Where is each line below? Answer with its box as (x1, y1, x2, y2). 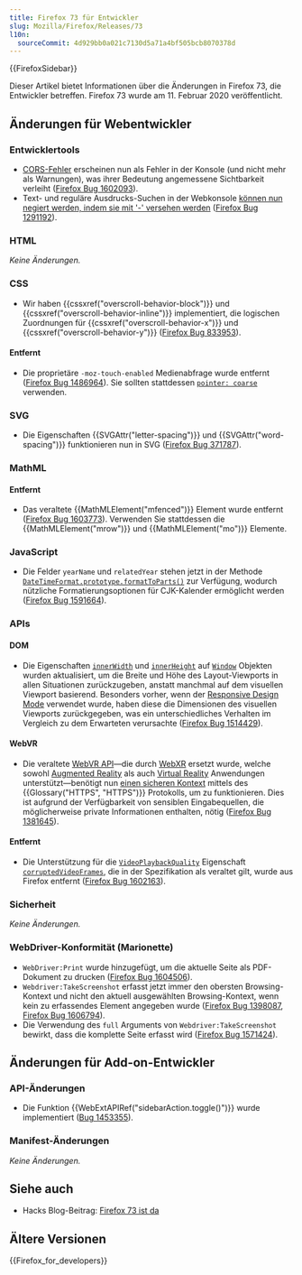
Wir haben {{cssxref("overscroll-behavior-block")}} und (22, 298, 230, 309)
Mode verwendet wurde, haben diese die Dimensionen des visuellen (22, 698, 278, 709)
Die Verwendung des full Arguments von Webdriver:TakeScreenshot (22, 1019, 277, 1030)
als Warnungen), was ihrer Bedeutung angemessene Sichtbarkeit (22, 173, 264, 184)
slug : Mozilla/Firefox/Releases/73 (9, 22, 143, 31)
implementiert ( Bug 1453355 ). (22, 1112, 133, 1123)
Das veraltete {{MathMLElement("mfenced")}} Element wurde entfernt (22, 504, 284, 515)
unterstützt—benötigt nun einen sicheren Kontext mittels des (22, 777, 249, 788)
